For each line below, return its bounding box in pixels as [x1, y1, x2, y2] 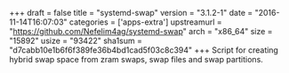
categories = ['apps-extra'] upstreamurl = [68, 17, 222, 27]
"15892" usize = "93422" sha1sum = [9, 35, 142, 46]
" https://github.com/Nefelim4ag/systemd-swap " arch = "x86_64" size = [9, 26, 273, 36]
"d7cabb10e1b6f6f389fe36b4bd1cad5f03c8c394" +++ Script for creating [9, 45, 278, 55]
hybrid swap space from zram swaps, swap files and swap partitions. [9, 55, 264, 64]
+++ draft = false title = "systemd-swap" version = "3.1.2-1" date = [9, 8, 253, 18]
